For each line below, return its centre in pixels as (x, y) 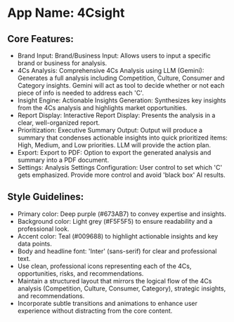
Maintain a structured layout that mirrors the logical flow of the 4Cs (115, 281)
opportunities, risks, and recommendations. (80, 273)
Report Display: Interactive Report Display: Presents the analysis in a (116, 115)
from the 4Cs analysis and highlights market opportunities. (102, 108)
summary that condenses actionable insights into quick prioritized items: (123, 137)
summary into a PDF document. (63, 160)
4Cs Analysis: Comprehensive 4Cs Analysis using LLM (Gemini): (111, 71)
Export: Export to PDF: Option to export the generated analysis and (114, 153)
